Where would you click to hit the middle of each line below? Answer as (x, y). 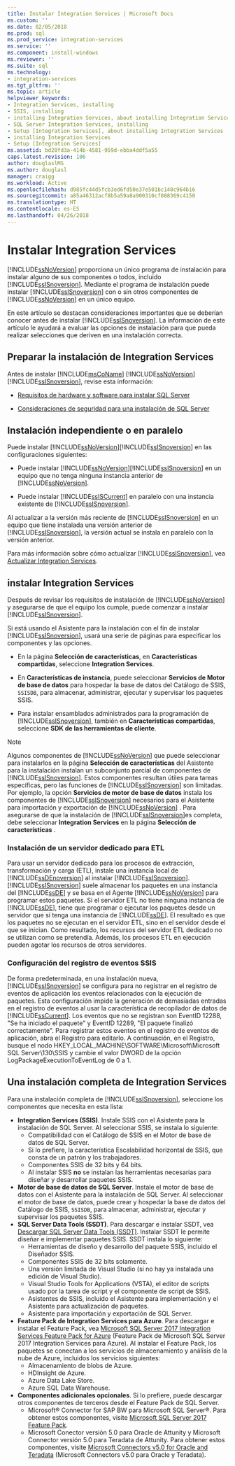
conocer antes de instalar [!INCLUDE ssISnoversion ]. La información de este (116, 320)
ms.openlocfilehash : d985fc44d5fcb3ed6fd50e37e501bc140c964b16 (101, 190)
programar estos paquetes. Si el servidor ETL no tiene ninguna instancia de (116, 901)
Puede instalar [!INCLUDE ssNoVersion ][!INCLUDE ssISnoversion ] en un (119, 468)
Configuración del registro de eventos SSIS (82, 963)
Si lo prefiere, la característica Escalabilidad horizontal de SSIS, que (125, 1150)
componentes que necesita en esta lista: (66, 1106)
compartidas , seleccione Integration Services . (86, 664)
